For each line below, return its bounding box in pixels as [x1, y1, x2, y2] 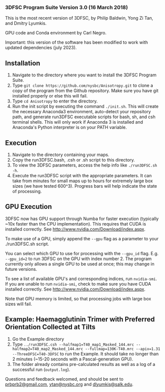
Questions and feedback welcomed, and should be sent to [5, 376, 124, 382]
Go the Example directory [12, 336, 65, 342]
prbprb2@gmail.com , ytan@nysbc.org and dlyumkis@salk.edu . [5, 381, 134, 387]
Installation [5, 59, 40, 67]
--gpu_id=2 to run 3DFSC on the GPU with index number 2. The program [5, 256, 152, 261]
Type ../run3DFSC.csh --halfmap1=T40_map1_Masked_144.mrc [12, 341, 134, 347]
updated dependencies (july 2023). [5, 45, 77, 51]
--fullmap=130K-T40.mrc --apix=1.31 [85, 346, 161, 351]
